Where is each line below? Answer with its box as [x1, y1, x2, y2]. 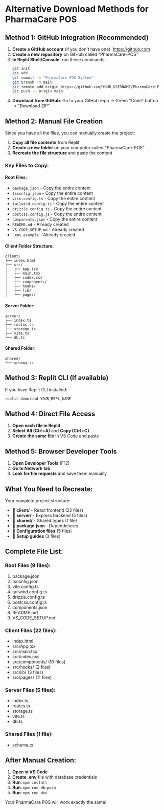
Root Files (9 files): [5, 562, 51, 569]
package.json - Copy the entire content [12, 185, 91, 191]
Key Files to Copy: [5, 162, 49, 169]
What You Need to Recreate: [5, 485, 93, 493]
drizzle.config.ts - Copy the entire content [12, 206, 102, 212]
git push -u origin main [12, 89, 63, 94]
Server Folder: [5, 302, 35, 309]
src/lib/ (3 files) [12, 669, 43, 675]
